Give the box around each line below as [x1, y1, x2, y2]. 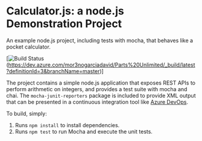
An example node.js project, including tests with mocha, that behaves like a [6, 37, 194, 44]
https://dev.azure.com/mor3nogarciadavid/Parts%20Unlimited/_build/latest [8, 61, 195, 68]
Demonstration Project [6, 17, 122, 31]
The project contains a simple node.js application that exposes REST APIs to [6, 79, 196, 86]
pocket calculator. [6, 43, 51, 50]
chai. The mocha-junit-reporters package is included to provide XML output [6, 92, 196, 99]
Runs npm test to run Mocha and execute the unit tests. [14, 128, 153, 135]
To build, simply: [6, 110, 47, 117]
